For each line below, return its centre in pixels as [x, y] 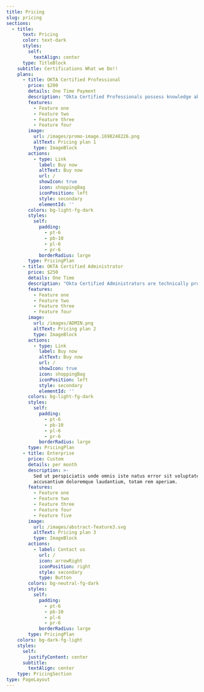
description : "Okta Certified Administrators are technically [108, 284]
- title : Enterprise [48, 453]
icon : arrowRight [61, 561]
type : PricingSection [44, 674]
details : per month [53, 464]
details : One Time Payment [62, 91]
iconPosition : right [65, 567]
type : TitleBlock [44, 63]
